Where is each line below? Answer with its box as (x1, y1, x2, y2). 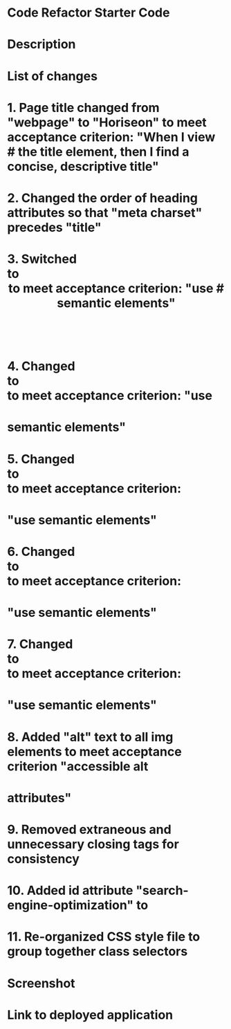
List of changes (7, 68, 98, 84)
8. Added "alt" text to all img (7, 729, 174, 745)
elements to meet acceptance (7, 743, 182, 759)
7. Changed (7, 636, 73, 652)
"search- (136, 883, 189, 898)
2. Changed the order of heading (7, 190, 198, 205)
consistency (7, 851, 80, 866)
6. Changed (7, 544, 75, 559)
